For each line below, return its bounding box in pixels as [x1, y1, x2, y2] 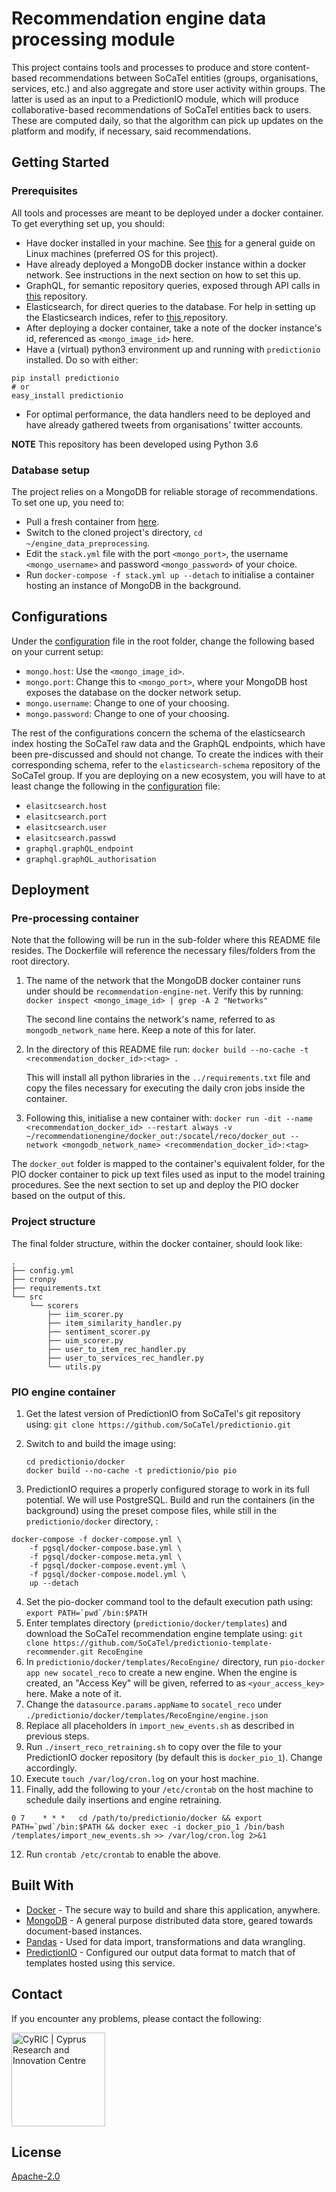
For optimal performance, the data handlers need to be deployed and [25, 408, 311, 420]
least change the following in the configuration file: [11, 780, 221, 792]
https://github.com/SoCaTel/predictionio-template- [52, 1638, 273, 1649]
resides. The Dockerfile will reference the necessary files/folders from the [11, 945, 316, 957]
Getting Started [11, 154, 110, 171]
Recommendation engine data [11, 7, 267, 30]
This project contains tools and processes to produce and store [11, 61, 273, 73]
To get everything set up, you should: [11, 217, 166, 229]
